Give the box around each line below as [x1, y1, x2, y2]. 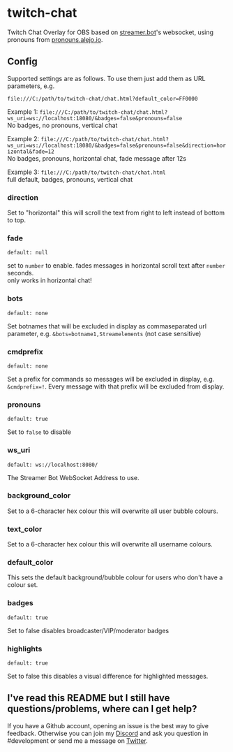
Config [7, 56, 38, 68]
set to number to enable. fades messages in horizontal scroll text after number [7, 261, 225, 270]
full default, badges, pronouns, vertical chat [7, 175, 133, 183]
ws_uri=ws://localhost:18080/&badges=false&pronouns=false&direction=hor [7, 142, 227, 149]
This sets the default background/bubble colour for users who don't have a [7, 573, 223, 581]
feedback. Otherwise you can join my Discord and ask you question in [7, 729, 209, 737]
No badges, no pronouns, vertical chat [7, 121, 118, 129]
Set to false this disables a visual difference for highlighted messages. [7, 672, 209, 681]
